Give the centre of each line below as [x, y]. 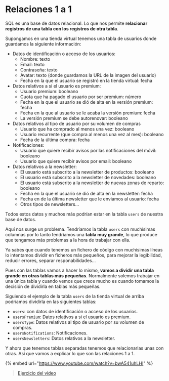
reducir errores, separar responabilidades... [51, 260]
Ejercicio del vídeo [37, 373]
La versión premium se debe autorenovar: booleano [74, 118]
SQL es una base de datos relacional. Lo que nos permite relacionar [76, 23]
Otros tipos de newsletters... [50, 204]
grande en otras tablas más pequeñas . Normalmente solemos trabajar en [82, 276]
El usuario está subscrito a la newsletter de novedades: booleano [88, 177]
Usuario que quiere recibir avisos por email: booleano [76, 161]
